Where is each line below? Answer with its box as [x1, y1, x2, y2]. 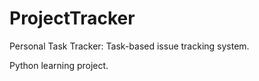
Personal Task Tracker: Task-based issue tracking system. [9, 40, 250, 52]
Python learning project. [9, 59, 109, 71]
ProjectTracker [9, 7, 136, 30]
